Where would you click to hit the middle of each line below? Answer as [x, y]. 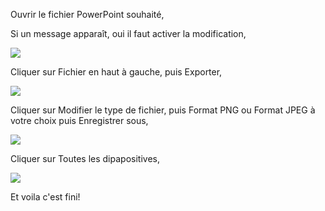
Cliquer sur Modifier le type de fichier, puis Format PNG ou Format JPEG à [163, 110]
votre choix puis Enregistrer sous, [79, 120]
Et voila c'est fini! [45, 197]
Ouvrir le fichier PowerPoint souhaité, [87, 14]
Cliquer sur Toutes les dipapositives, [85, 158]
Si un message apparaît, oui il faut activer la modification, [128, 33]
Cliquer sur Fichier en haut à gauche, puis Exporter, [116, 72]
